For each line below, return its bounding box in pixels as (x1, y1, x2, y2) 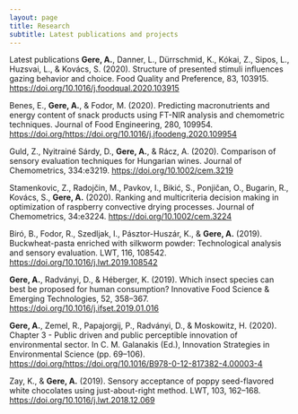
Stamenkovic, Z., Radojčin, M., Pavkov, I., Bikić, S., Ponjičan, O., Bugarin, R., (9, 183, 289, 194)
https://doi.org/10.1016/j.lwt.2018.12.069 (9, 395, 155, 406)
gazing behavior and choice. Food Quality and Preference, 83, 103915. (9, 73, 269, 84)
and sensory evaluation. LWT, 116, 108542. (9, 247, 168, 258)
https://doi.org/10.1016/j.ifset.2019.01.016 (9, 303, 160, 314)
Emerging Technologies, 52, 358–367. (9, 293, 149, 305)
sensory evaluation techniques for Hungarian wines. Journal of (9, 156, 242, 167)
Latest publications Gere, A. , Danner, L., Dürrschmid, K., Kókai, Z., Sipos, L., (9, 55, 290, 65)
